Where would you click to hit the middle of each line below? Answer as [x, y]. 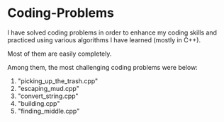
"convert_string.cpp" [48, 96]
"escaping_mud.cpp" [48, 88]
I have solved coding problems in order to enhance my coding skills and [112, 32]
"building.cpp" [39, 103]
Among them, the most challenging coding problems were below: [103, 67]
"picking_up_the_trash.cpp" [58, 81]
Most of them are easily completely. [60, 54]
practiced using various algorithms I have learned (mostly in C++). [104, 39]
